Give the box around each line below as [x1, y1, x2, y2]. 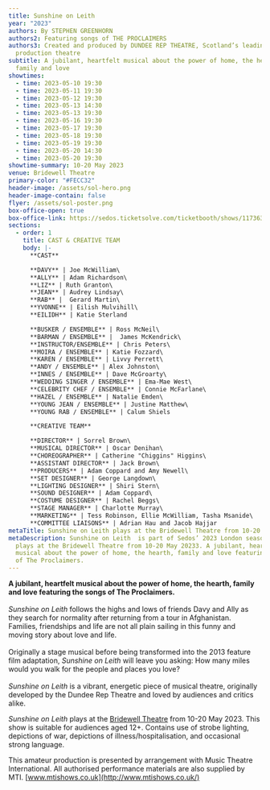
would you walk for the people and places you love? [8, 664, 181, 673]
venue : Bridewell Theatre [8, 169, 95, 177]
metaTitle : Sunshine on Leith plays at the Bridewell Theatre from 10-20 [8, 527, 261, 535]
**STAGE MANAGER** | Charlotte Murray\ [29, 504, 163, 512]
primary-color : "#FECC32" [8, 176, 95, 185]
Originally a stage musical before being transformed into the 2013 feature [8, 647, 252, 656]
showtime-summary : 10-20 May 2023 [8, 162, 125, 170]
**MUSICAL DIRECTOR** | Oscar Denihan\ [29, 445, 163, 453]
